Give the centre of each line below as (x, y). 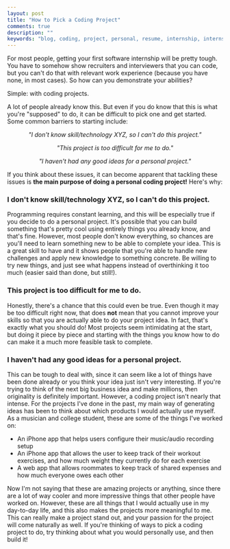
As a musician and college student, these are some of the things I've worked (115, 418)
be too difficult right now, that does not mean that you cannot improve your (113, 313)
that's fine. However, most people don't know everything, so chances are (110, 236)
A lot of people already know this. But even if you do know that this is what (112, 107)
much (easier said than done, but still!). (62, 273)
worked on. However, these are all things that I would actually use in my (108, 503)
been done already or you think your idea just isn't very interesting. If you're (114, 382)
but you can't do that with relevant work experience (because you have (108, 73)
